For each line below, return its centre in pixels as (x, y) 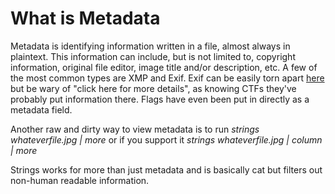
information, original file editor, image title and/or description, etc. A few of (164, 67)
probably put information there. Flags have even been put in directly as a (160, 99)
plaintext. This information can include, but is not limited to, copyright (153, 56)
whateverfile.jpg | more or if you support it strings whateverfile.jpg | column (166, 139)
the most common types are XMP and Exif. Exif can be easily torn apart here (167, 78)
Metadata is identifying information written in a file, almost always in (150, 46)
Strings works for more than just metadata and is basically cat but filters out (166, 169)
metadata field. (41, 109)
